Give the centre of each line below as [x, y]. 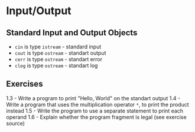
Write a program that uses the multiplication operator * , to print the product [97, 104]
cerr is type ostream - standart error [58, 59]
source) [16, 123]
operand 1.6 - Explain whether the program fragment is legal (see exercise [97, 117]
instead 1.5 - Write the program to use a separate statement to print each [95, 111]
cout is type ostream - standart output [60, 53]
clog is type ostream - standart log [56, 65]
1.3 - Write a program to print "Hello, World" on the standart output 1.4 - [93, 98]
